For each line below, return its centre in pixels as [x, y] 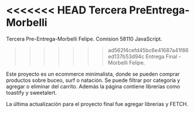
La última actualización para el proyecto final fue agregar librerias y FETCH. [97, 104]
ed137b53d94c [126, 56]
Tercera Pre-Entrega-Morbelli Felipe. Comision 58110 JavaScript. [84, 39]
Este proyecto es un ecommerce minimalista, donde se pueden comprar [93, 74]
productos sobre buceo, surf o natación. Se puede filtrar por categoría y [93, 80]
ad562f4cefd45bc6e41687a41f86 [148, 50]
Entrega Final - [163, 56]
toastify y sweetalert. [32, 93]
